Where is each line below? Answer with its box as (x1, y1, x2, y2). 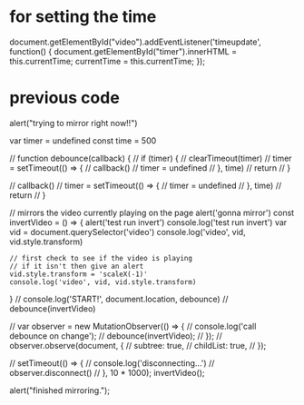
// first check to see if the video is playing (9, 253, 193, 262)
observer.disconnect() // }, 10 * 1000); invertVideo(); (9, 367, 205, 378)
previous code (9, 88, 120, 108)
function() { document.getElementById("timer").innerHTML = (9, 45, 238, 56)
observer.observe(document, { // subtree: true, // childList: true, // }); (9, 340, 267, 351)
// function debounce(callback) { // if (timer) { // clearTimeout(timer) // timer (9, 153, 292, 163)
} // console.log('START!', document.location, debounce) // (9, 293, 229, 304)
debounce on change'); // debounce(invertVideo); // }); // (9, 330, 222, 341)
